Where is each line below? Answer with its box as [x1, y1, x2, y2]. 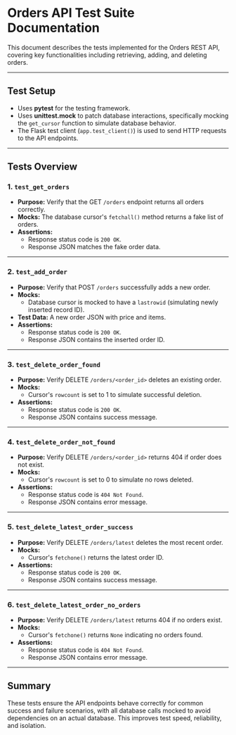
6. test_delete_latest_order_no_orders [7, 600, 141, 610]
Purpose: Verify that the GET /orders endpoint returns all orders [17, 198, 204, 206]
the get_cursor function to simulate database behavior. [17, 118, 177, 127]
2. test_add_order [7, 267, 68, 277]
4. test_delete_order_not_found [7, 436, 116, 446]
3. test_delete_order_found [7, 359, 100, 369]
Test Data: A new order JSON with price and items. [17, 313, 166, 321]
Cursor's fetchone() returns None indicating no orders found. [27, 630, 204, 639]
